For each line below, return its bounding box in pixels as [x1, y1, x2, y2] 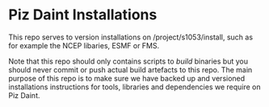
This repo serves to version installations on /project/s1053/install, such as [8, 32, 253, 42]
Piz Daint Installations [8, 6, 158, 24]
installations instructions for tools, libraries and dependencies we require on [8, 82, 261, 92]
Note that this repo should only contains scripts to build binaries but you [8, 56, 249, 66]
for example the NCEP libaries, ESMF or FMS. [8, 40, 160, 50]
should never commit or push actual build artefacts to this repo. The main [8, 64, 253, 74]
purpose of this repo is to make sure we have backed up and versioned [8, 73, 246, 83]
